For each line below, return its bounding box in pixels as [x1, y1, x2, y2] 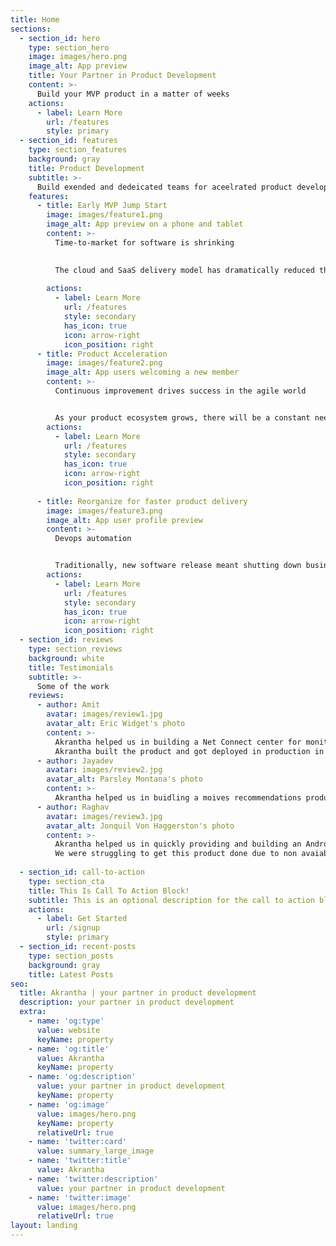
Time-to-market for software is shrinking [54, 237, 235, 248]
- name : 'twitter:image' [28, 1192, 132, 1203]
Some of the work [36, 681, 110, 691]
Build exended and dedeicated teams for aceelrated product [36, 182, 293, 192]
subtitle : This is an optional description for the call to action [28, 895, 315, 905]
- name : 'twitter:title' [28, 1156, 132, 1166]
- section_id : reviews [19, 635, 114, 645]
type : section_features [28, 145, 128, 155]
